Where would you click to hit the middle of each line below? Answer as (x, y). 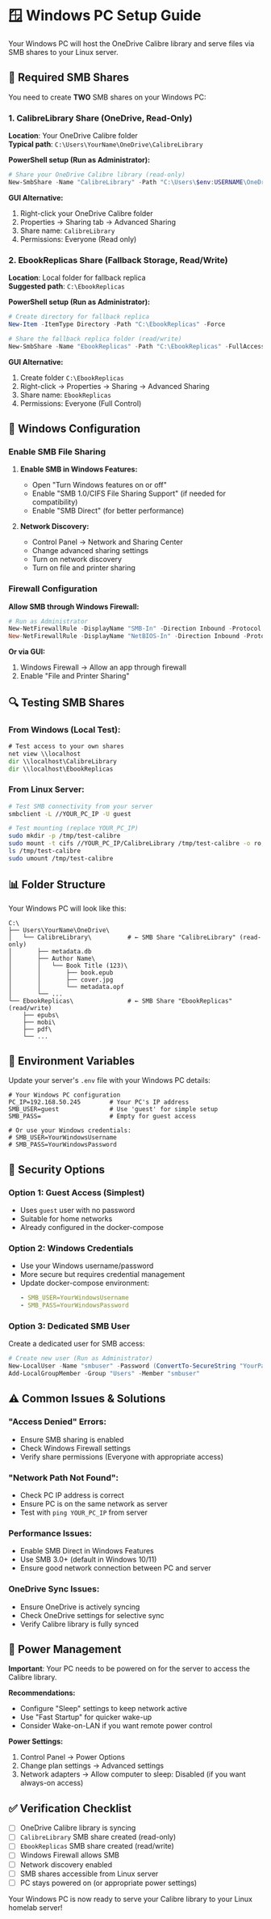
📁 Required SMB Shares (69, 78)
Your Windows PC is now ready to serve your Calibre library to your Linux (130, 1899)
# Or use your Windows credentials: (70, 1131)
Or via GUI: (27, 652)
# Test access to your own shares (67, 746)
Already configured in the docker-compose (92, 1228)
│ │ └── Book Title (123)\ (68, 966)
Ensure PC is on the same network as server (94, 1504)
